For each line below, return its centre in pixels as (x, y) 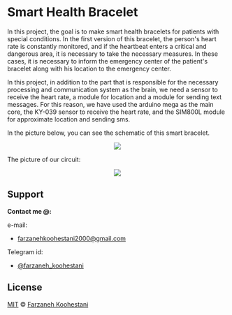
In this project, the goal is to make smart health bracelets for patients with (113, 31)
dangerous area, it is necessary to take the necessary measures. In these (113, 54)
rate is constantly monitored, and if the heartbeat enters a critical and (107, 46)
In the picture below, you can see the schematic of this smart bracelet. (109, 133)
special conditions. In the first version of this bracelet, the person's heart (112, 38)
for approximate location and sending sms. (69, 119)
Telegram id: (25, 251)
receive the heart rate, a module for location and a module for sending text (115, 97)
